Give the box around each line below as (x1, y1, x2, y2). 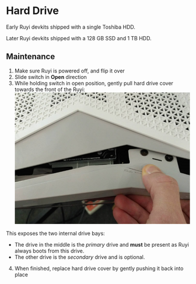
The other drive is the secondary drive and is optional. (14, 253, 145, 261)
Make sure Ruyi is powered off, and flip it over (14, 67, 125, 74)
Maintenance (6, 51, 55, 62)
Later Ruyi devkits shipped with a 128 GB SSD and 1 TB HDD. (6, 34, 152, 41)
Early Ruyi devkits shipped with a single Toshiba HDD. (6, 23, 136, 30)
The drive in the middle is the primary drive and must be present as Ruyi (14, 241, 190, 248)
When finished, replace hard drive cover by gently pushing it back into (14, 265, 184, 272)
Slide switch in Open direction (14, 73, 87, 80)
